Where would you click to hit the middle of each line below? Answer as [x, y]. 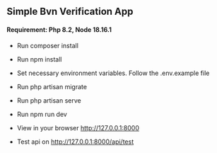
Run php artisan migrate [52, 86]
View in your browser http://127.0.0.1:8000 [78, 127]
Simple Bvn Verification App [70, 12]
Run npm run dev [42, 114]
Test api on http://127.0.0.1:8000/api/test [75, 142]
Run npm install [39, 59]
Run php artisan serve [49, 100]
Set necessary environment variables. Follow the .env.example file [113, 73]
